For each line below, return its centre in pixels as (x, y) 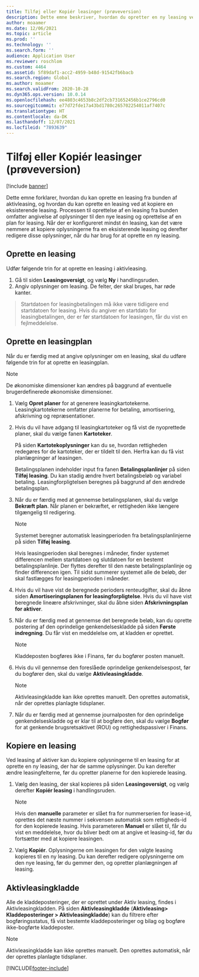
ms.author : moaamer (30, 84)
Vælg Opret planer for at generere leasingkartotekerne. (82, 403)
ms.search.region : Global (38, 78)
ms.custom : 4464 (26, 67)
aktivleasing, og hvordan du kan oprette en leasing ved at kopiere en (90, 204)
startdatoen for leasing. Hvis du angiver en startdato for (89, 310)
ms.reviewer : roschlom (34, 61)
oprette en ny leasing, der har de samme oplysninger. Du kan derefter (91, 766)
